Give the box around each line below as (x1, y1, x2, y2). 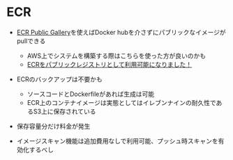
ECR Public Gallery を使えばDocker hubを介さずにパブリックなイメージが (16, 28, 226, 36)
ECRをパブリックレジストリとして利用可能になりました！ (27, 60, 193, 68)
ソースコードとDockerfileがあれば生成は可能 (27, 90, 155, 98)
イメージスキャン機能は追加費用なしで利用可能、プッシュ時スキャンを (16, 136, 219, 145)
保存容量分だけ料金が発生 (16, 122, 91, 130)
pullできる (16, 36, 46, 45)
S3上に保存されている (33, 107, 96, 115)
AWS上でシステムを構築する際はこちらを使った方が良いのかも (27, 51, 206, 60)
